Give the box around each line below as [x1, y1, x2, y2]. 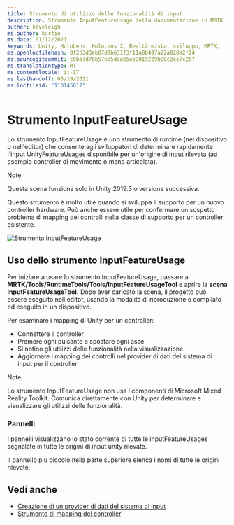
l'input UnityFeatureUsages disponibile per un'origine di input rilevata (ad [7, 150, 218, 158]
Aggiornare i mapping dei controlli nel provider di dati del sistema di [17, 352, 212, 360]
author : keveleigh [7, 23, 61, 30]
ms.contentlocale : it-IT [7, 69, 80, 76]
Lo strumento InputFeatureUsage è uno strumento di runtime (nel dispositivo [7, 135, 227, 143]
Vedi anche [7, 484, 58, 496]
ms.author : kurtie [7, 29, 61, 37]
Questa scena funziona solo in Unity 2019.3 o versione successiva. [7, 185, 200, 193]
